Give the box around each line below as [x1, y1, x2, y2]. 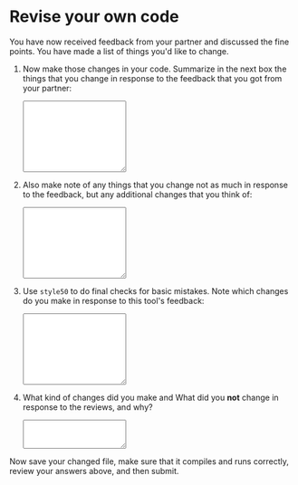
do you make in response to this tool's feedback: [22, 295, 205, 306]
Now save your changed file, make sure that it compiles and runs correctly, [9, 455, 290, 467]
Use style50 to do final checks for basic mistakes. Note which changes [22, 285, 289, 296]
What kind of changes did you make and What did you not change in [22, 392, 279, 403]
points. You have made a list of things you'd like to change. [9, 45, 229, 56]
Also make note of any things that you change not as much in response [22, 179, 288, 190]
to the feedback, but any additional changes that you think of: [22, 188, 253, 200]
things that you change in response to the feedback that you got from [22, 72, 283, 83]
